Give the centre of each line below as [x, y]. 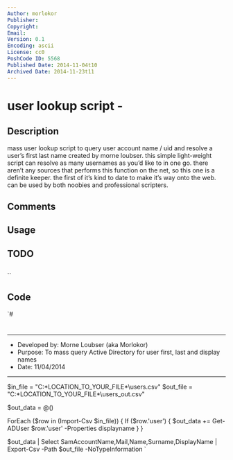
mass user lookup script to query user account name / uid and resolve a [110, 148]
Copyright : [23, 26]
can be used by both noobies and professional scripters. [88, 185]
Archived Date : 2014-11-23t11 [51, 71]
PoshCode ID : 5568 [34, 59]
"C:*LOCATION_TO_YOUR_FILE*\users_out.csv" [76, 394]
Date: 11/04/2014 [41, 367]
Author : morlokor [32, 14]
